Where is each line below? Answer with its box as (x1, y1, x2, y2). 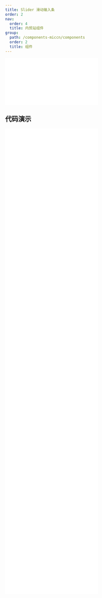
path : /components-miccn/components (9, 35, 85, 40)
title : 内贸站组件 (9, 26, 44, 31)
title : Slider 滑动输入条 (5, 7, 55, 12)
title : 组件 (9, 44, 33, 49)
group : (5, 30, 19, 35)
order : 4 (9, 21, 28, 26)
